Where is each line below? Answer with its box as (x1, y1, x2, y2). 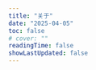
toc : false (8, 27, 45, 35)
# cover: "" (8, 34, 48, 43)
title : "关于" (8, 11, 54, 20)
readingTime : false (8, 42, 74, 50)
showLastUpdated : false (8, 49, 89, 57)
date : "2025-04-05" (8, 19, 74, 27)
